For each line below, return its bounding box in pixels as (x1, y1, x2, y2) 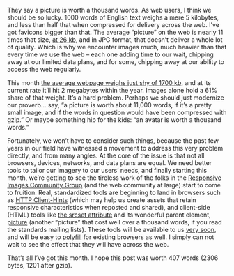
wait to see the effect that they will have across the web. (7, 240, 169, 248)
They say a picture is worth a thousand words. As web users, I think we (7, 6, 212, 14)
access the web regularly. (7, 66, 81, 73)
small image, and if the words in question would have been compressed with (7, 108, 227, 116)
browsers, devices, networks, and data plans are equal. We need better (7, 159, 212, 167)
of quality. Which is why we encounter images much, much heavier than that (7, 43, 227, 51)
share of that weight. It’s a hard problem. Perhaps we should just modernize (7, 93, 224, 102)
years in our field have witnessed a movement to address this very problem (7, 144, 224, 152)
